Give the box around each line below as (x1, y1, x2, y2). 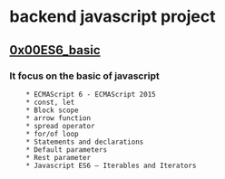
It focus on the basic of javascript (9, 70, 161, 82)
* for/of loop (25, 129, 79, 138)
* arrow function (25, 113, 92, 123)
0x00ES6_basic (9, 42, 102, 58)
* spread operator (25, 121, 95, 130)
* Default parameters (25, 145, 107, 155)
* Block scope (25, 106, 79, 115)
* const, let (25, 98, 75, 107)
